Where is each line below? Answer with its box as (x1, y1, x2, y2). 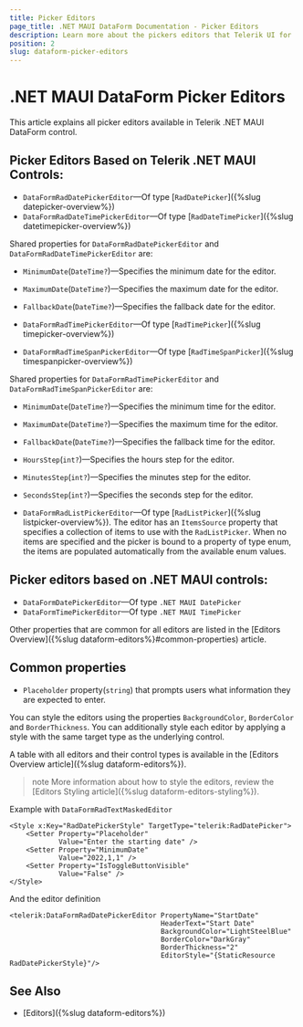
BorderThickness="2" (160, 942, 239, 952)
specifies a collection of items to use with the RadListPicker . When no (22, 526, 287, 537)
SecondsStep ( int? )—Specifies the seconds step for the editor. (22, 489, 254, 500)
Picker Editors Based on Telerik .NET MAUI (9, 152, 256, 169)
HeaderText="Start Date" (160, 918, 256, 927)
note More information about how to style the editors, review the (31, 776, 275, 787)
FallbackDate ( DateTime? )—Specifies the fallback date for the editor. (22, 300, 276, 311)
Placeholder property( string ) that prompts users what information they (22, 684, 291, 695)
